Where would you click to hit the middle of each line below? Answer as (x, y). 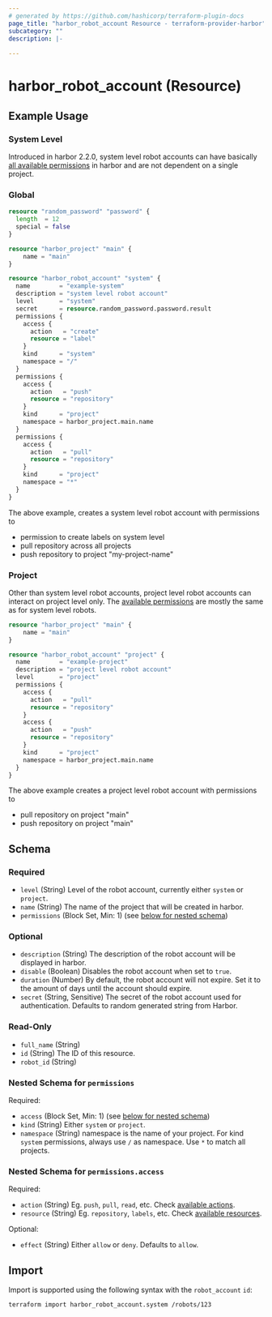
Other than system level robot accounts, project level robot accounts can (130, 592)
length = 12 (38, 220)
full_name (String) (50, 1044)
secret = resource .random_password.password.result (114, 309)
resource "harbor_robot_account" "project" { (86, 654)
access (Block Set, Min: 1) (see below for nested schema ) (115, 1116)
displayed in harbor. (53, 963)
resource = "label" (62, 339)
